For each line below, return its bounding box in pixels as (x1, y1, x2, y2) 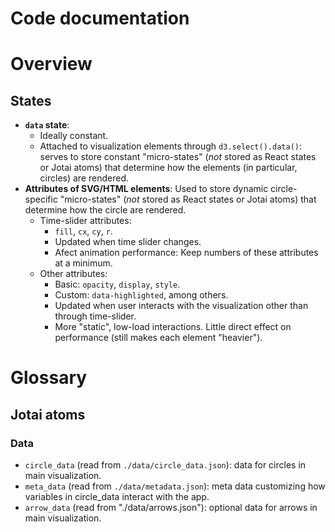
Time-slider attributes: (39, 215, 132, 227)
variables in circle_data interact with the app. (24, 491, 210, 503)
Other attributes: (39, 268, 108, 280)
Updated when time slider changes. (54, 236, 202, 248)
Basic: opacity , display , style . (54, 278, 181, 291)
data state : (24, 119, 70, 131)
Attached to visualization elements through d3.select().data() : (39, 140, 302, 152)
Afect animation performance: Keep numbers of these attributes (54, 247, 319, 259)
